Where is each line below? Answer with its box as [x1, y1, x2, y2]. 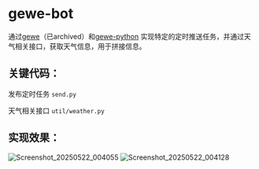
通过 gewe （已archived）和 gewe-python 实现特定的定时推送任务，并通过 [8, 31, 244, 41]
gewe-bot [8, 5, 74, 23]
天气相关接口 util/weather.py [8, 105, 105, 115]
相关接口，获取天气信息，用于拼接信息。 [14, 41, 146, 51]
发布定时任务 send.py [8, 89, 77, 98]
